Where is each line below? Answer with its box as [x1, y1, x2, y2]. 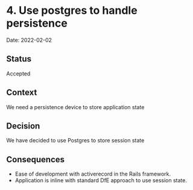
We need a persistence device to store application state [6, 103, 145, 110]
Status [6, 54, 32, 64]
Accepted [6, 70, 31, 77]
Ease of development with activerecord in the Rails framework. [14, 170, 171, 178]
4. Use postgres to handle [6, 4, 138, 17]
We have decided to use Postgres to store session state [6, 137, 145, 144]
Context [6, 87, 37, 98]
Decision [6, 121, 40, 131]
